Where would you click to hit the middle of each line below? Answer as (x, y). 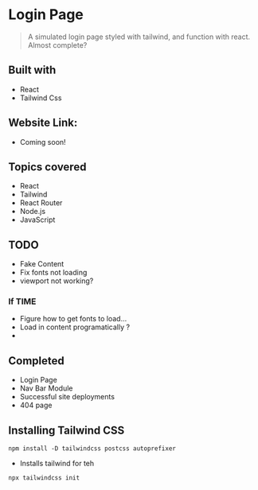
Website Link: (43, 123)
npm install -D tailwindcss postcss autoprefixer (92, 449)
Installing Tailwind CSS (66, 430)
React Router (41, 203)
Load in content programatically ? (74, 327)
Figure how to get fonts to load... (73, 319)
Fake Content (42, 264)
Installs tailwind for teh (57, 464)
